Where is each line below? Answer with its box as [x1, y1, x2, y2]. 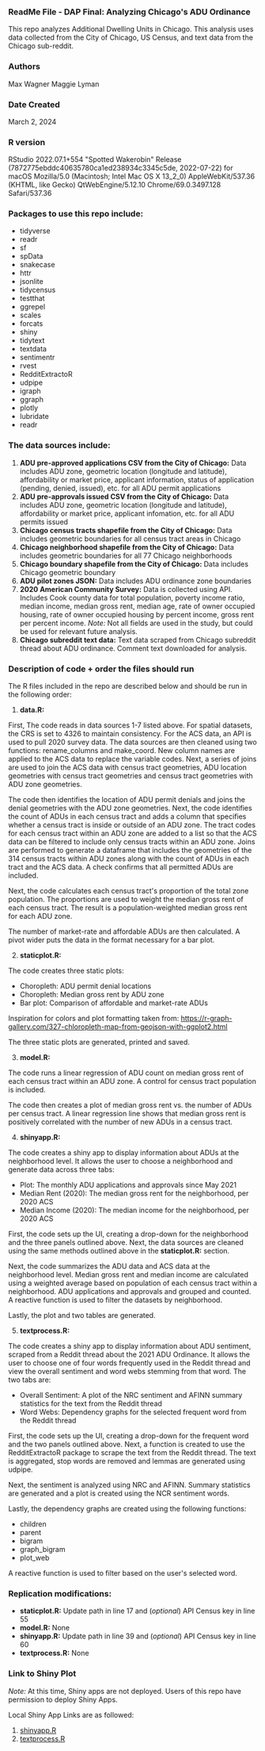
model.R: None [19, 1623, 70, 1633]
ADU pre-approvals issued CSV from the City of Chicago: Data [19, 491, 229, 501]
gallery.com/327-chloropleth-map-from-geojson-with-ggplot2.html [8, 1022, 228, 1031]
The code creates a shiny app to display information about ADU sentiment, [8, 1342, 252, 1351]
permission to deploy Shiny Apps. [8, 1695, 118, 1704]
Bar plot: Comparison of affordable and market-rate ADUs [19, 998, 208, 1008]
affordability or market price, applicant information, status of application [19, 474, 255, 484]
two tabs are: [8, 1375, 51, 1384]
